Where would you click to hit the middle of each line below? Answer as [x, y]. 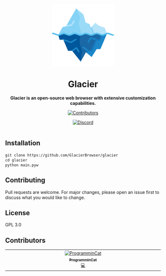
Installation [23, 143]
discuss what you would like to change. [45, 197]
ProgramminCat [83, 260]
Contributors [25, 240]
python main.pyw [22, 165]
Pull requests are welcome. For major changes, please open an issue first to [82, 192]
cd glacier [16, 160]
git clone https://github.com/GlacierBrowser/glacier [62, 155]
